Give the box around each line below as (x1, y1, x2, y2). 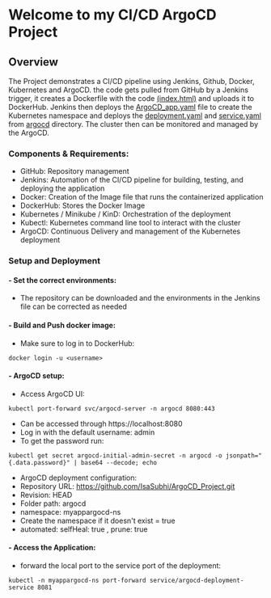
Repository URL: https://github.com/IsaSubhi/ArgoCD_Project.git (19, 481, 235, 491)
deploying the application (19, 183, 105, 193)
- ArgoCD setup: (8, 371, 65, 381)
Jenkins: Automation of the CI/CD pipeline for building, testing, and (19, 175, 244, 185)
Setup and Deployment (8, 255, 101, 267)
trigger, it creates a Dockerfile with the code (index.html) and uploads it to (8, 94, 255, 103)
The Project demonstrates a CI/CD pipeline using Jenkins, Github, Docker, (8, 77, 255, 86)
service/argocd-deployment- (149, 576, 244, 585)
